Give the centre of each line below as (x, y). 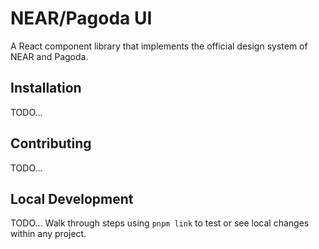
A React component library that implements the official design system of (159, 46)
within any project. (48, 234)
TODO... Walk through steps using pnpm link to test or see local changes (160, 223)
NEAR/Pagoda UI (81, 18)
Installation (46, 88)
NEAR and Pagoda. (49, 56)
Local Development (72, 198)
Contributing (51, 143)
